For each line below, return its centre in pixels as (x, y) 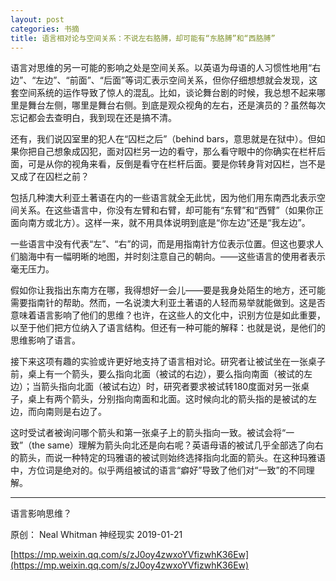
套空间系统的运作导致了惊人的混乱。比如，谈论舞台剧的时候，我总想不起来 (163, 93)
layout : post (37, 19)
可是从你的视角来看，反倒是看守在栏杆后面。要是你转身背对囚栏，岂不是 (176, 164)
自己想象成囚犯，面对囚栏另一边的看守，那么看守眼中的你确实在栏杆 (176, 152)
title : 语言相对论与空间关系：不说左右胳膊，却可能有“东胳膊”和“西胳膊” (143, 38)
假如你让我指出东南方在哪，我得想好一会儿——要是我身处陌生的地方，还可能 (168, 290)
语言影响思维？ (41, 513)
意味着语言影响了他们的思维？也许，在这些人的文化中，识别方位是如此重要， (168, 315)
